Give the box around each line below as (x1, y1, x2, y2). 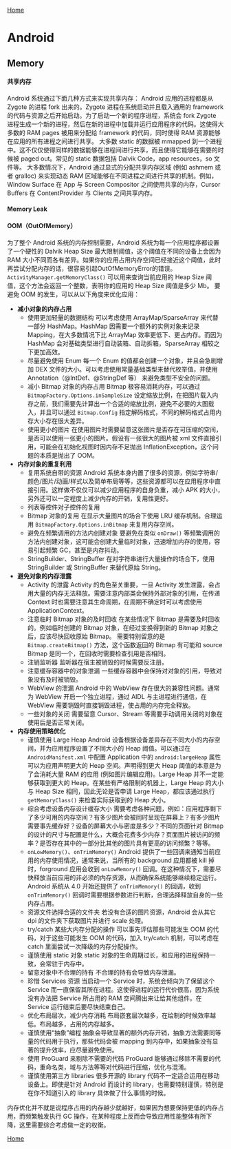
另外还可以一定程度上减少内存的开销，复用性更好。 (27, 494, 173, 502)
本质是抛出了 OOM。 (39, 451, 98, 459)
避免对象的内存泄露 (16, 571, 72, 580)
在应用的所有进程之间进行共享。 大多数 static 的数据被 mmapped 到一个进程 (7, 137, 222, 145)
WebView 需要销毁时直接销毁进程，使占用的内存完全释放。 (27, 701, 195, 709)
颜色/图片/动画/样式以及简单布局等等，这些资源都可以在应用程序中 (27, 477, 215, 485)
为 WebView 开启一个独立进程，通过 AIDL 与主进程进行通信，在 (27, 692, 208, 700)
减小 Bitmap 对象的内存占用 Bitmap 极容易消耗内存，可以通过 (27, 382, 201, 390)
